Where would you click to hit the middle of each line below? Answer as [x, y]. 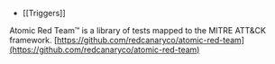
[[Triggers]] [44, 13]
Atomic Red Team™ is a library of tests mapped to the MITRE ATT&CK [137, 30]
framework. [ [33, 40]
